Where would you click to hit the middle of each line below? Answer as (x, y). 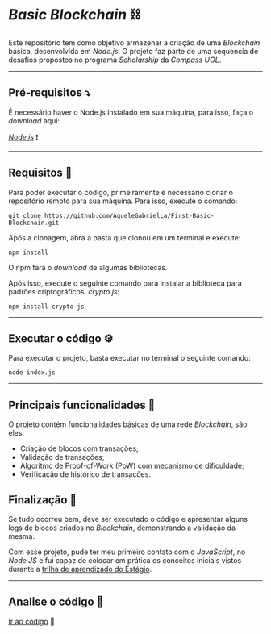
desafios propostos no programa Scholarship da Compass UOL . (115, 60)
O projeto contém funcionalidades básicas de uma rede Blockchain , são (128, 424)
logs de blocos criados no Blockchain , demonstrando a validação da (122, 528)
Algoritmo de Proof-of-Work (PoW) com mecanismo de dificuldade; (132, 466)
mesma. (21, 536)
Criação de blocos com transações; (79, 448)
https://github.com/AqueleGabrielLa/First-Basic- (129, 215)
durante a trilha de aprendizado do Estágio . (80, 569)
